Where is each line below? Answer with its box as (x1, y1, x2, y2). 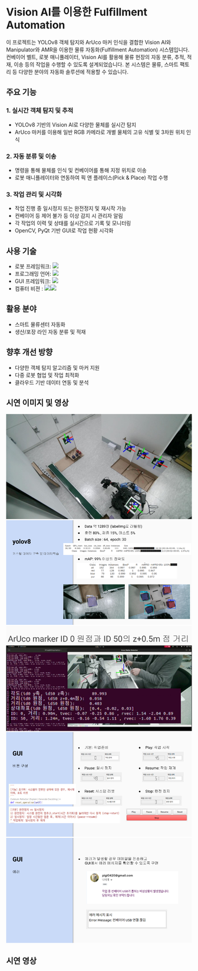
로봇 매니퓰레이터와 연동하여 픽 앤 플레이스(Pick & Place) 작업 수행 (14, 174, 169, 181)
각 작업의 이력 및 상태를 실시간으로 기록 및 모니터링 (14, 220, 131, 227)
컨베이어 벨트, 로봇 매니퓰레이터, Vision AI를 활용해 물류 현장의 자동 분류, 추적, (6, 53, 186, 60)
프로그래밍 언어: (14, 270, 51, 278)
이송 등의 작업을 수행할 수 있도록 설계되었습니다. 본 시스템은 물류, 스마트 (14, 60, 179, 68)
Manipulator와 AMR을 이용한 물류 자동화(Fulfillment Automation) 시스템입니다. (6, 46, 190, 53)
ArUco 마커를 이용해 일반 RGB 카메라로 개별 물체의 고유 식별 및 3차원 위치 (14, 128, 185, 136)
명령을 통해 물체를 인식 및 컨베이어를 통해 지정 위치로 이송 (14, 166, 147, 173)
